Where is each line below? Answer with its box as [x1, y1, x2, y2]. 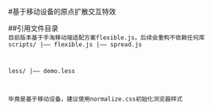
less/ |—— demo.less [8, 67, 76, 75]
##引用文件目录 [8, 24, 59, 33]
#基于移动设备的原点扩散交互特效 [8, 7, 116, 16]
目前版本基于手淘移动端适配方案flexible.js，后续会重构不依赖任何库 [8, 34, 205, 42]
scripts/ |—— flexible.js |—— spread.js [8, 41, 143, 49]
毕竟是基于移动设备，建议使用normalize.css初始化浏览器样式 [8, 95, 183, 103]
